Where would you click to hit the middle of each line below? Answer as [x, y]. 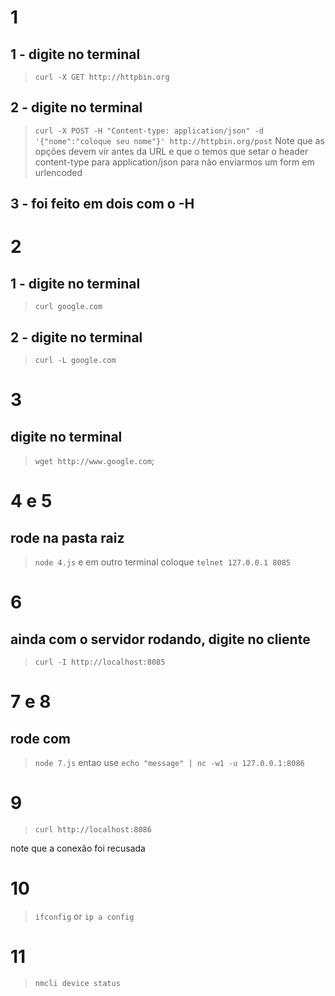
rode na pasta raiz [67, 537]
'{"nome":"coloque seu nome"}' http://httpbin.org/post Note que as [179, 140]
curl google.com [68, 307]
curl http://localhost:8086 [93, 829]
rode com [41, 738]
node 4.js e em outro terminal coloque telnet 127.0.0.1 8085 [162, 562]
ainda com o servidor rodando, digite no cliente [160, 639]
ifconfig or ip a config [84, 916]
